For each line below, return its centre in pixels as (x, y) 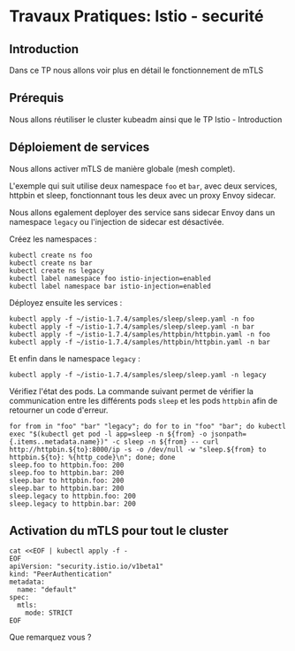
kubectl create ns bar (51, 263)
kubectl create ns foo (51, 255)
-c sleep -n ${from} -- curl (165, 442)
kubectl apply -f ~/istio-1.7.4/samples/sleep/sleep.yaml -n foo (132, 319)
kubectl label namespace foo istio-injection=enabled (110, 278)
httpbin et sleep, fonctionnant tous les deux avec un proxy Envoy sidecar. (143, 195)
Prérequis (37, 98)
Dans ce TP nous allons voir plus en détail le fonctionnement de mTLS (136, 70)
